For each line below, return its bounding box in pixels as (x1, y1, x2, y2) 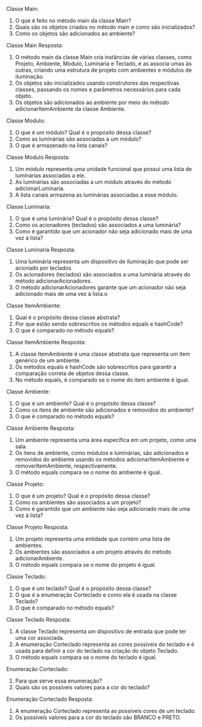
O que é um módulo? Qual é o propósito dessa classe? (15, 129, 152, 136)
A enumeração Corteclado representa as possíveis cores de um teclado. (15, 708, 196, 714)
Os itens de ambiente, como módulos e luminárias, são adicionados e (15, 449, 189, 456)
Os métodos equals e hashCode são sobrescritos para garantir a (15, 363, 177, 370)
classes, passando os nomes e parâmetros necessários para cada (15, 86, 181, 93)
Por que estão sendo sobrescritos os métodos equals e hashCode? (15, 320, 183, 328)
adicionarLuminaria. (15, 185, 65, 192)
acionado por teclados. (15, 264, 73, 272)
